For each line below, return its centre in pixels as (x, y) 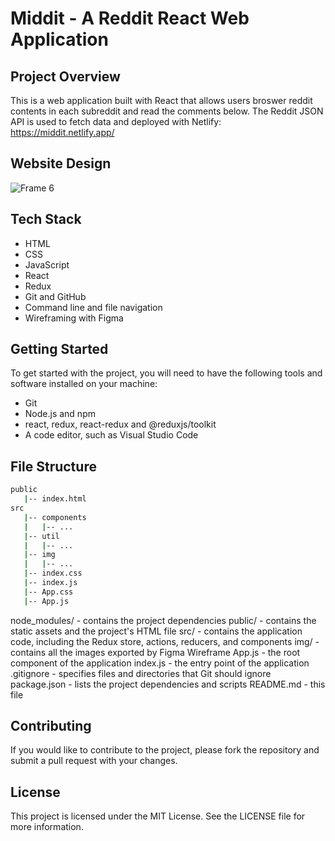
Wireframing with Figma (74, 318)
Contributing (51, 726)
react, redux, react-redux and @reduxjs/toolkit (120, 424)
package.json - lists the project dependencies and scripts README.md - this (168, 684)
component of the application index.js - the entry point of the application (160, 663)
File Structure (53, 466)
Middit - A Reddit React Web (130, 18)
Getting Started (59, 349)
